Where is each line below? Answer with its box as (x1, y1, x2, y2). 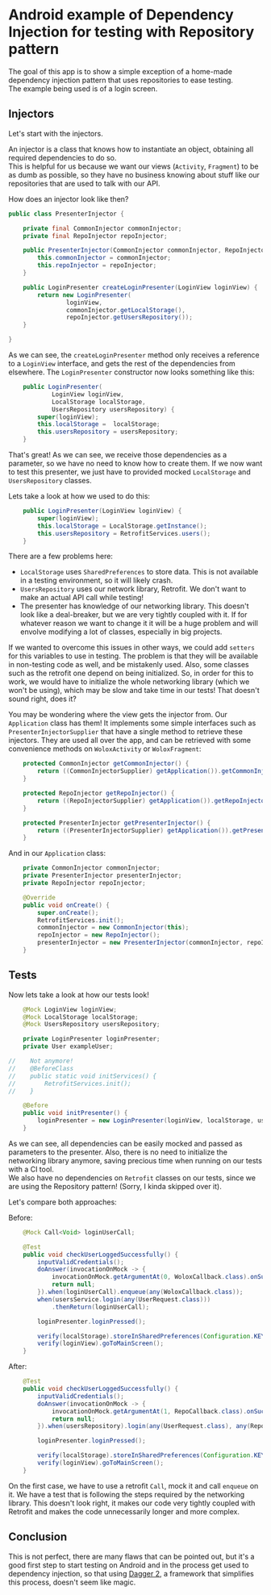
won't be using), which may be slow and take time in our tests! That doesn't (8, 686, 260, 695)
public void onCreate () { (23, 901, 110, 909)
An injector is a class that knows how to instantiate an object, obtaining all (8, 144, 254, 154)
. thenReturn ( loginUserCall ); (51, 1303, 150, 1311)
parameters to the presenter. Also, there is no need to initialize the (8, 1147, 228, 1157)
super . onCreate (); (37, 908, 99, 916)
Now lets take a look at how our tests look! (8, 990, 149, 1000)
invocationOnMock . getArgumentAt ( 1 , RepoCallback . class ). (51, 1407, 248, 1415)
